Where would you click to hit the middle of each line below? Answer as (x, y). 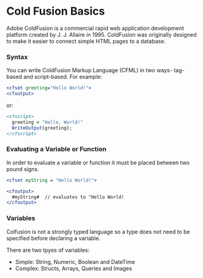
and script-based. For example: (63, 77)
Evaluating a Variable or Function (57, 149)
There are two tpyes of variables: (48, 250)
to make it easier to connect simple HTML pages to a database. (86, 41)
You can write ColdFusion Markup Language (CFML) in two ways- (89, 70)
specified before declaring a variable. (54, 238)
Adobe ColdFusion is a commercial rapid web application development (95, 28)
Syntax (17, 57)
